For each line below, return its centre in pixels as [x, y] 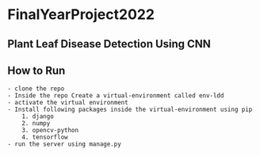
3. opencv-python [50, 131]
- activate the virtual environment [68, 103]
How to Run [36, 70]
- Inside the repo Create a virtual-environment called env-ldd [116, 96]
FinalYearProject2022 [81, 15]
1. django [38, 116]
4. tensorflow [45, 137]
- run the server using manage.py [65, 144]
